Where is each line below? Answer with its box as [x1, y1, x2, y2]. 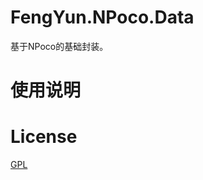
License [10, 126, 78, 148]
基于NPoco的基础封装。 [10, 40, 109, 52]
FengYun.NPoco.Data [10, 6, 195, 29]
